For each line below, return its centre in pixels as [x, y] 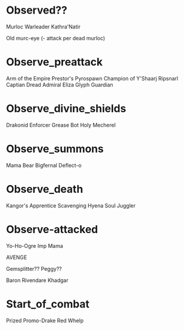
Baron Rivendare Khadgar [37, 280]
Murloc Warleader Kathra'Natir [43, 27]
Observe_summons [55, 149]
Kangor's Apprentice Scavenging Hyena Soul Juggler [71, 205]
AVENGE [17, 257]
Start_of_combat [48, 304]
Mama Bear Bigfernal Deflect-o [44, 165]
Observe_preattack [55, 62]
